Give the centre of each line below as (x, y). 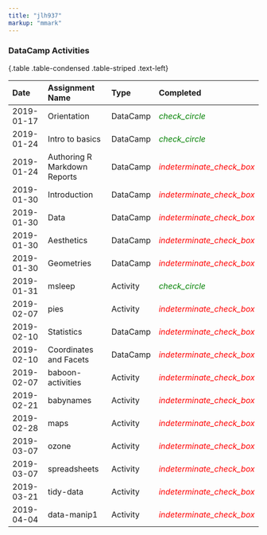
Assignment (71, 87)
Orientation (68, 116)
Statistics (65, 331)
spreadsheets (73, 468)
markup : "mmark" (35, 23)
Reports (62, 176)
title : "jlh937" (35, 16)
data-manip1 (72, 514)
